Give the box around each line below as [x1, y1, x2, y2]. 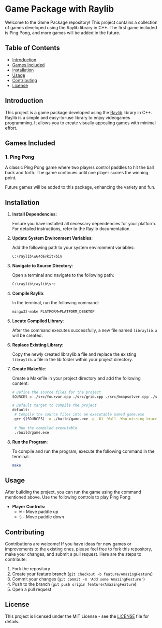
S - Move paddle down [19, 514, 64, 520]
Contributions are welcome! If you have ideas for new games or [5, 541, 132, 547]
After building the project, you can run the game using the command [5, 489, 142, 495]
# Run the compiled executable [14, 426, 77, 430]
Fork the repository [12, 566, 51, 572]
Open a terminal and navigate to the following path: [12, 272, 115, 278]
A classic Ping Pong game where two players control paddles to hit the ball [5, 165, 154, 170]
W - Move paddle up [19, 509, 59, 515]
